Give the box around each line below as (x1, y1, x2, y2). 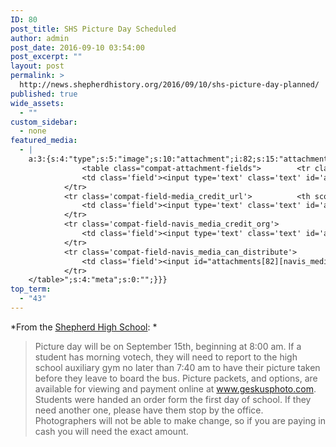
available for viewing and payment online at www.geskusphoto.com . (34, 382, 317, 395)
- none (19, 126, 47, 136)
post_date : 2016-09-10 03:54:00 (10, 42, 145, 53)
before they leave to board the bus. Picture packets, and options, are (34, 372, 318, 384)
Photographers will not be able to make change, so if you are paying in (34, 414, 326, 426)
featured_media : (10, 136, 78, 146)
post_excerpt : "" (10, 52, 83, 62)
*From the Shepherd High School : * (10, 321, 158, 333)
